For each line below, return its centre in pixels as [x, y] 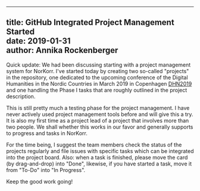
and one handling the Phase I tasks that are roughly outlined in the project [97, 90]
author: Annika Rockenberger [62, 50]
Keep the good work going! [40, 181]
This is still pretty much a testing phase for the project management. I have [98, 108]
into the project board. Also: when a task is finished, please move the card [97, 157]
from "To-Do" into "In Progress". [46, 170]
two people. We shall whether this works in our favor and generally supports [100, 127]
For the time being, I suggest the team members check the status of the [94, 145]
